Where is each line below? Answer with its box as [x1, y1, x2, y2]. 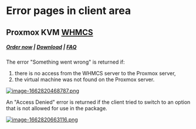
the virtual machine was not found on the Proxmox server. [14, 76, 155, 83]
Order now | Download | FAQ [6, 44, 77, 51]
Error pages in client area [6, 4, 131, 18]
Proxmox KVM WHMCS [6, 27, 93, 37]
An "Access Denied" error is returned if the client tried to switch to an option [6, 98, 191, 106]
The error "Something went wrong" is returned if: [6, 58, 125, 65]
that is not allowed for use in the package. [6, 104, 107, 111]
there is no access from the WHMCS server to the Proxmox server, [14, 69, 176, 76]
